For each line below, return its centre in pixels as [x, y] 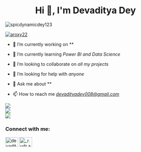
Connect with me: [28, 129]
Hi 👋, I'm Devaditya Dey [86, 10]
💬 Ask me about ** [32, 84]
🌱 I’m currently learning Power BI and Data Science [66, 54]
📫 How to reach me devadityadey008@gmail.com [66, 94]
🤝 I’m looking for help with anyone [48, 74]
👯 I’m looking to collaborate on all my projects [60, 64]
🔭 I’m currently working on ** [43, 44]
